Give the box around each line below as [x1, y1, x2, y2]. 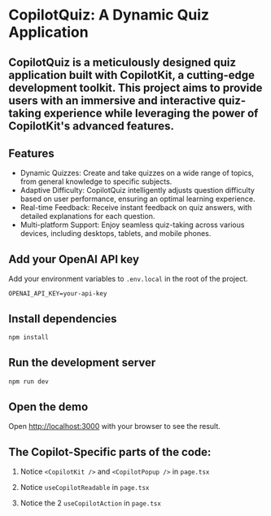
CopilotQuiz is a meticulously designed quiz [8, 55, 236, 69]
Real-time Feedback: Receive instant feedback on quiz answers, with [20, 203, 252, 212]
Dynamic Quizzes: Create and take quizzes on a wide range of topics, [20, 168, 254, 178]
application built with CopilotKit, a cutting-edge [8, 68, 255, 82]
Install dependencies [8, 312, 117, 326]
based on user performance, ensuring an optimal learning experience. [20, 194, 256, 204]
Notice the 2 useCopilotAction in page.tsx [20, 498, 161, 508]
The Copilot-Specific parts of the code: [8, 445, 212, 459]
